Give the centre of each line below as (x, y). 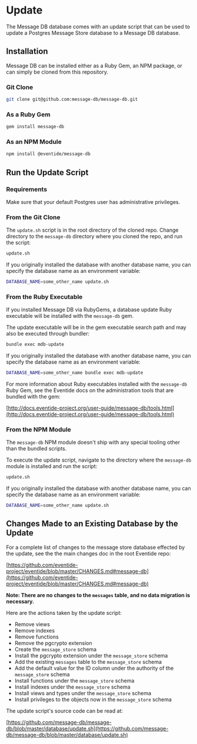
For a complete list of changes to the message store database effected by (96, 547)
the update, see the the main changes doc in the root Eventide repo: (89, 553)
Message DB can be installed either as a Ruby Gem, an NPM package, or (94, 65)
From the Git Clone (33, 217)
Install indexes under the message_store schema (72, 687)
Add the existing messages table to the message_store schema (88, 661)
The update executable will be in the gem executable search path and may (96, 327)
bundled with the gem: (33, 397)
